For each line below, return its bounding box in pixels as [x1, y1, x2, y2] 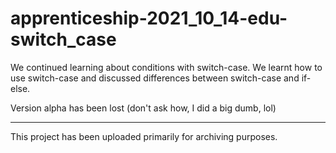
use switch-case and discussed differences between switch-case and [10, 72, 300, 84]
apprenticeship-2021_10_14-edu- [10, 7, 288, 30]
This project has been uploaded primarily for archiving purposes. [10, 130, 278, 142]
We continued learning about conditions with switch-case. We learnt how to [10, 61, 323, 73]
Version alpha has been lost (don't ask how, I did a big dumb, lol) [10, 102, 277, 114]
